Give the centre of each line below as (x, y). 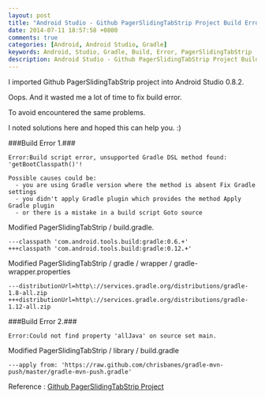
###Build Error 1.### (42, 143)
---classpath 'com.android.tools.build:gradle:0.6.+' (99, 241)
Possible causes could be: (52, 178)
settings (22, 192)
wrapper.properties (39, 271)
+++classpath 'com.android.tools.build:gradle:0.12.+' (100, 248)
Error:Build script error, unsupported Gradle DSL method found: (118, 157)
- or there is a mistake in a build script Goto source (109, 213)
